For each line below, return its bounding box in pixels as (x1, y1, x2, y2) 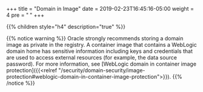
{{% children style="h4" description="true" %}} (6, 23, 126, 30)
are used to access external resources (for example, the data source (6, 54, 178, 61)
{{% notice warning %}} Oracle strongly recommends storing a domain (6, 35, 184, 41)
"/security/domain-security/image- (58, 67, 145, 74)
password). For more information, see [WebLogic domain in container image (6, 60, 197, 67)
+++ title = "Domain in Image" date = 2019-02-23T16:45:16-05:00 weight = (6, 5, 194, 12)
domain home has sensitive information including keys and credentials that (6, 48, 193, 55)
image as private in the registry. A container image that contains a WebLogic (6, 41, 197, 48)
